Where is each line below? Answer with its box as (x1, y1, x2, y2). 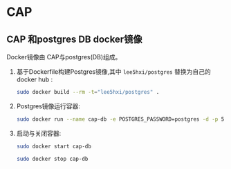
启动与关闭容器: (16, 129, 62, 137)
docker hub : (16, 75, 53, 83)
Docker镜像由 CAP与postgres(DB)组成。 (6, 53, 122, 61)
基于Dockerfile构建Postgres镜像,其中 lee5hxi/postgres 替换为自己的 (16, 68, 212, 76)
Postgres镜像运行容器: (16, 101, 81, 110)
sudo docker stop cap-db (16, 155, 89, 162)
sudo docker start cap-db (16, 143, 91, 150)
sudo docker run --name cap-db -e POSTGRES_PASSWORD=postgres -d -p (16, 115, 219, 123)
